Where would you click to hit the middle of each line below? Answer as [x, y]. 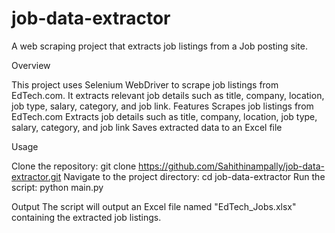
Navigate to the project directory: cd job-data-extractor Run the [194, 176]
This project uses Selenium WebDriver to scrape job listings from [145, 84]
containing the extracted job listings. [86, 217]
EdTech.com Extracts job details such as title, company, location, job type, [164, 116]
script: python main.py [57, 187]
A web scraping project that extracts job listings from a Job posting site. [159, 46]
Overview [31, 65]
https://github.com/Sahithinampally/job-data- [231, 166]
